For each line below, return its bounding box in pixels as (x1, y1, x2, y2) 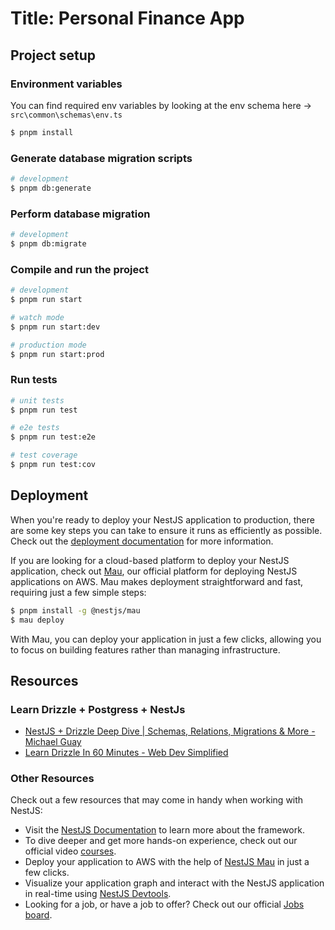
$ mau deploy (10, 615, 65, 625)
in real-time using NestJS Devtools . (24, 888, 172, 900)
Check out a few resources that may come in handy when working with (10, 794, 304, 806)
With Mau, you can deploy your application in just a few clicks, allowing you (10, 633, 322, 645)
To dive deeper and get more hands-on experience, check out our (24, 835, 298, 847)
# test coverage (10, 450, 78, 461)
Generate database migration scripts (10, 151, 193, 165)
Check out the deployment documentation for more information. (10, 535, 274, 547)
